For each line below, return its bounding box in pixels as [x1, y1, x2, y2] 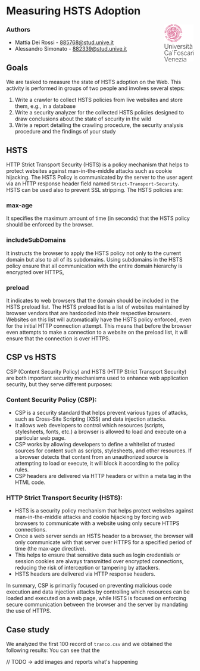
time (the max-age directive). [14, 545, 86, 552]
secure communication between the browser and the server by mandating [6, 601, 188, 608]
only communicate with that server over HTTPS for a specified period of [14, 539, 192, 546]
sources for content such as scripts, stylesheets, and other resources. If [14, 447, 192, 454]
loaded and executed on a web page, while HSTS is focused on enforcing [6, 595, 186, 602]
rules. [14, 466, 29, 473]
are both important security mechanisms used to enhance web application [6, 374, 189, 381]
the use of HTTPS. [6, 607, 52, 614]
